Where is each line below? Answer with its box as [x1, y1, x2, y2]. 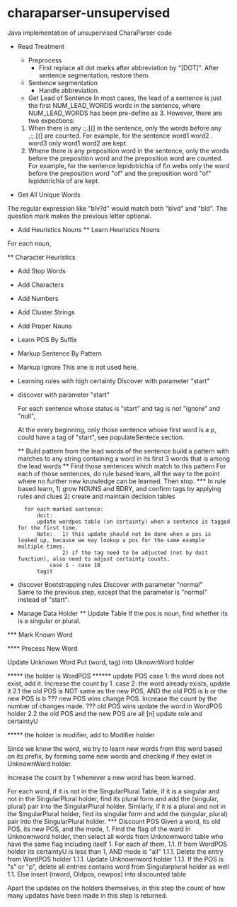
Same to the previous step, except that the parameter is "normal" [17, 588, 208, 596]
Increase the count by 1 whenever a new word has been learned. [7, 773, 196, 781]
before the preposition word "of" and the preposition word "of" [28, 169, 212, 177]
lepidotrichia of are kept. [28, 176, 100, 185]
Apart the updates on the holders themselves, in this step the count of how [7, 884, 226, 892]
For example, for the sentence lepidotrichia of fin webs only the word [28, 161, 230, 170]
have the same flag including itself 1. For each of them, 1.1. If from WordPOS [7, 840, 228, 848]
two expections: [28, 116, 76, 125]
